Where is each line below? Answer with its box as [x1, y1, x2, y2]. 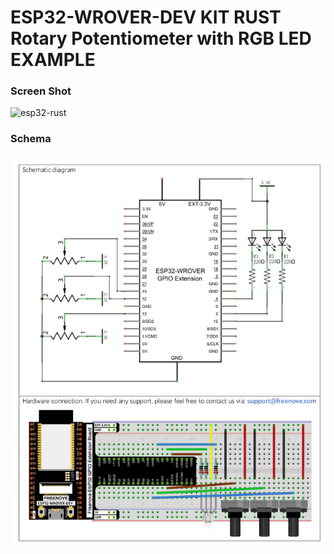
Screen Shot [10, 84, 72, 98]
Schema [10, 132, 52, 146]
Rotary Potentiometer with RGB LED [10, 27, 312, 50]
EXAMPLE [10, 49, 96, 71]
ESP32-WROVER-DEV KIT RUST [10, 6, 282, 29]
